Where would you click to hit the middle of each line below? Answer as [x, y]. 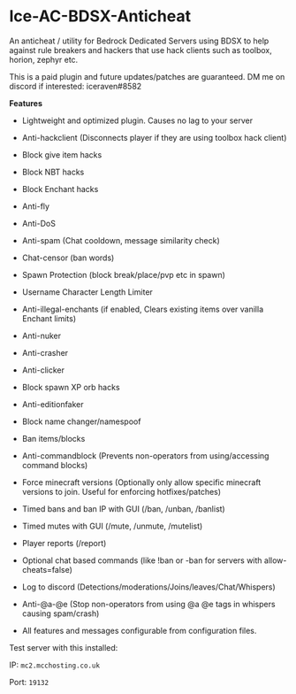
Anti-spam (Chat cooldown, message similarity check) [121, 240]
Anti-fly [36, 206]
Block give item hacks [62, 154]
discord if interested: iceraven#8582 [76, 86]
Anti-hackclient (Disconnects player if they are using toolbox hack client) [154, 137]
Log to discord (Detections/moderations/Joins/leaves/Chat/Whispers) [148, 587]
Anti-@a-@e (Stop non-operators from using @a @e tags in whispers [148, 604]
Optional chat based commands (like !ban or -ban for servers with [142, 560]
